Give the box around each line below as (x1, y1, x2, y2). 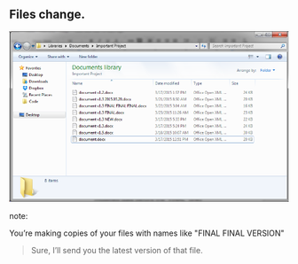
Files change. (9, 7, 86, 22)
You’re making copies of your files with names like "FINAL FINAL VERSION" (9, 228, 286, 238)
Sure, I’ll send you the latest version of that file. (30, 245, 203, 255)
